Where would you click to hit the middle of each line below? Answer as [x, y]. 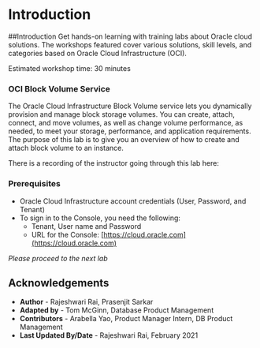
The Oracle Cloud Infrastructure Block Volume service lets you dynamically [130, 106]
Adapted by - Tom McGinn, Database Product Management [117, 310]
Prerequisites [34, 184]
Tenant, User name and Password [86, 226]
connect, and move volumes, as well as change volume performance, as [126, 123]
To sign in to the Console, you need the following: [100, 218]
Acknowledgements [59, 283]
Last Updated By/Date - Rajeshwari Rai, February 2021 [109, 335]
